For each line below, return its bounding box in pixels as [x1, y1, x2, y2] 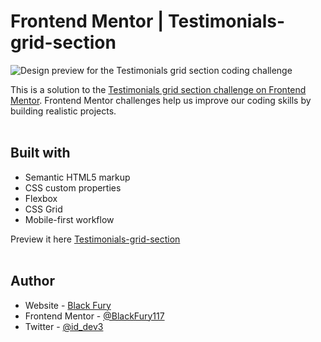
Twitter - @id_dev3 [24, 320, 104, 332]
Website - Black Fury [24, 299, 112, 311]
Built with [10, 145, 71, 162]
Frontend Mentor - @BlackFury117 [24, 310, 165, 322]
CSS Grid [24, 203, 63, 215]
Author [10, 273, 55, 290]
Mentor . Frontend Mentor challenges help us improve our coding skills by [10, 94, 312, 106]
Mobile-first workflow [24, 213, 115, 225]
